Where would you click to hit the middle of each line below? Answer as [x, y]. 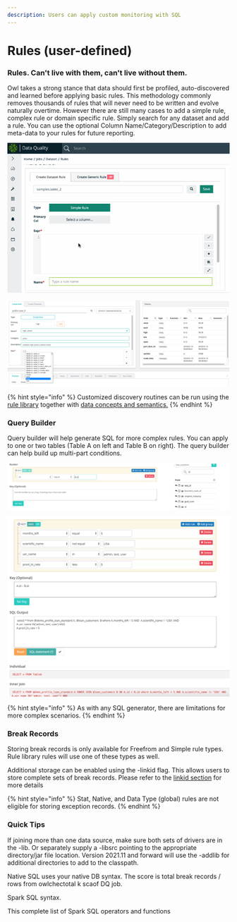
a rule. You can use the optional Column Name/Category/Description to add [117, 126]
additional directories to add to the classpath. [73, 862]
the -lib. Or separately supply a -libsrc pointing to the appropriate [102, 847]
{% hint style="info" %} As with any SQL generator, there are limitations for [116, 708]
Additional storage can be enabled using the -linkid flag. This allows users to [119, 770]
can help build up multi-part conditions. [65, 453]
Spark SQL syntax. [34, 897]
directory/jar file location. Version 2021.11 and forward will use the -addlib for [119, 855]
